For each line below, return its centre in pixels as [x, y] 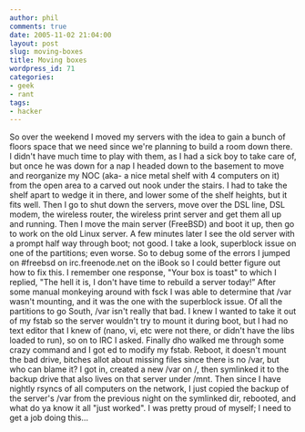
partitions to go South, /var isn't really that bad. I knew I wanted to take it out [153, 312]
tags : [20, 103]
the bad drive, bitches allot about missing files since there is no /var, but [144, 360]
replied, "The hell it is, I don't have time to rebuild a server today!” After [142, 283]
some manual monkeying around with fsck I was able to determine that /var [151, 292]
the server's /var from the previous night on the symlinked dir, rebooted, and [152, 398]
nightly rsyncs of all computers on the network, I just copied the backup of [149, 389]
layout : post [34, 43]
